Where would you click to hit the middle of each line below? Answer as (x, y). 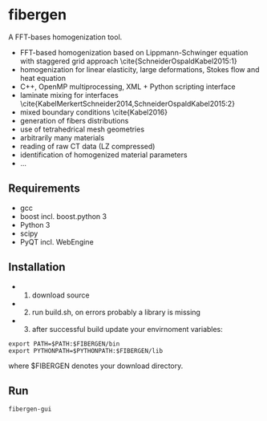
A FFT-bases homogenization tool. (65, 37)
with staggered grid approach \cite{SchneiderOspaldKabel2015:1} (129, 61)
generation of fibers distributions (74, 120)
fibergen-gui (30, 409)
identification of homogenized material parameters (103, 155)
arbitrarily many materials (62, 137)
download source (61, 295)
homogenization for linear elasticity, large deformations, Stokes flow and (140, 69)
